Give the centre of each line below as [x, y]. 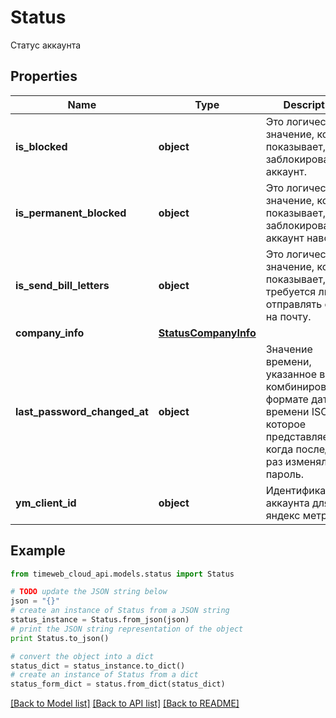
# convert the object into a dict [82, 656]
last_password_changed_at [82, 411]
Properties [44, 76]
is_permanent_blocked [71, 213]
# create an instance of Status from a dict [104, 675]
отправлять [294, 304]
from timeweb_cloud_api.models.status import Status [122, 574]
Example [38, 551]
